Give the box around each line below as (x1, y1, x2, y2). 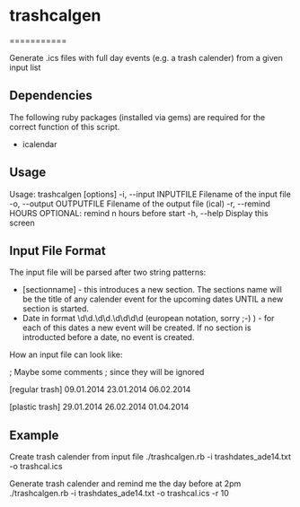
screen (9, 217, 36, 228)
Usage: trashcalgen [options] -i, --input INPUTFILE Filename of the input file (9, 188, 292, 199)
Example (9, 427, 59, 442)
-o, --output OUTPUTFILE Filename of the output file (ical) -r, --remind (9, 198, 271, 209)
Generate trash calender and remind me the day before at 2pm (9, 478, 242, 489)
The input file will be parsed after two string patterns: (9, 267, 207, 278)
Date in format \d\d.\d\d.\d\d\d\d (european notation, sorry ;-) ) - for (22, 313, 275, 324)
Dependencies (9, 88, 93, 103)
